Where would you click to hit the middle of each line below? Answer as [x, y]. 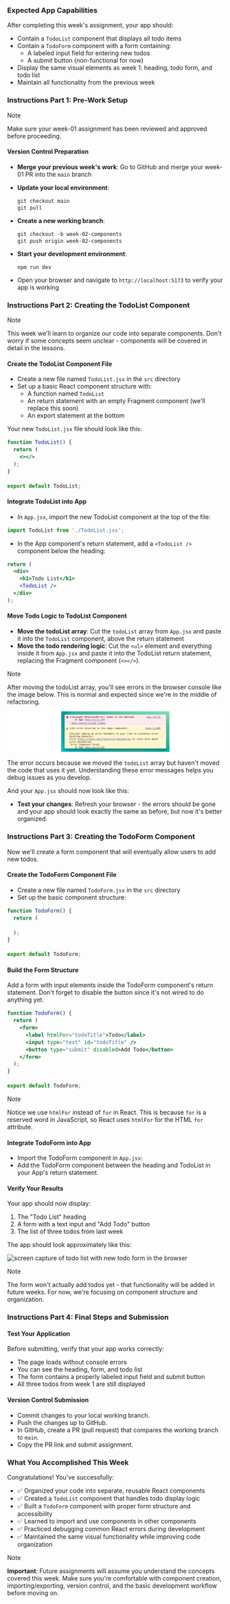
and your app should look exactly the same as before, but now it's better [119, 812]
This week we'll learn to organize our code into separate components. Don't [114, 334]
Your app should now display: [49, 1204]
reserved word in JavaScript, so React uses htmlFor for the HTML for [105, 1119]
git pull [30, 208]
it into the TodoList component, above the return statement [100, 638]
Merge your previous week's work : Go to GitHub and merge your [110, 166]
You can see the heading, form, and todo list [80, 1369]
